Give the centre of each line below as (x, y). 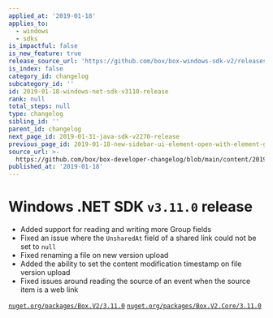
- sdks (27, 39)
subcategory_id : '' (41, 84)
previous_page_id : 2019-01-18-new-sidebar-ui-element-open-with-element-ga (139, 144)
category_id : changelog (49, 76)
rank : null (27, 99)
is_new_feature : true (45, 54)
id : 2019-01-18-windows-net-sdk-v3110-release (89, 91)
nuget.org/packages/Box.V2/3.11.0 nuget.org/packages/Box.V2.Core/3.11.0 (135, 306)
